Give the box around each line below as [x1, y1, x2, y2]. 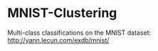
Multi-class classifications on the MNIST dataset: [7, 28, 152, 37]
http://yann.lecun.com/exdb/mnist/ [7, 35, 110, 44]
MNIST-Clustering [7, 5, 117, 21]
